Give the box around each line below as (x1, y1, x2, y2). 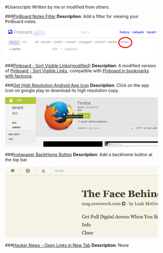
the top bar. (5, 157, 28, 163)
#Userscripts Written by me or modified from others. (5, 4, 110, 10)
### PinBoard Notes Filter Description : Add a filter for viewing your (5, 14, 139, 19)
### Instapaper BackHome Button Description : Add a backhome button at (5, 152, 153, 158)
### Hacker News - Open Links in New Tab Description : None (5, 242, 129, 248)
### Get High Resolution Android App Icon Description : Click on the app (5, 82, 149, 88)
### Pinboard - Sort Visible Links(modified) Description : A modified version (5, 62, 156, 68)
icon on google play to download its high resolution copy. (5, 87, 119, 93)
